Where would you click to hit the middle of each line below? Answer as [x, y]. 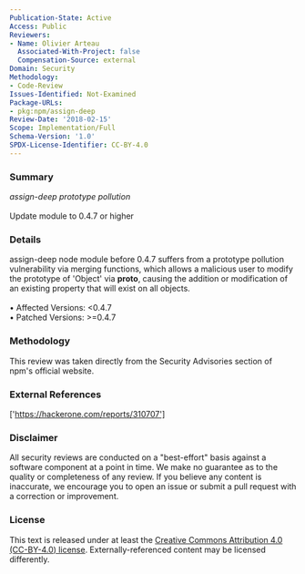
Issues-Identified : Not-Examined [73, 94]
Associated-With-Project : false [79, 52]
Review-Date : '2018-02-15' [61, 119]
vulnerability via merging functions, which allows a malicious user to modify [152, 269]
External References [56, 395]
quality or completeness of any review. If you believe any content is [136, 477]
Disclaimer [34, 437]
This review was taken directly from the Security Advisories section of [141, 361]
